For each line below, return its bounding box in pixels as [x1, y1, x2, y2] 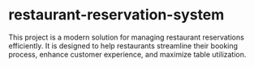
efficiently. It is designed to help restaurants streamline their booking [8, 40, 238, 50]
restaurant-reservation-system [8, 6, 225, 24]
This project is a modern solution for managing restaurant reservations [8, 32, 245, 42]
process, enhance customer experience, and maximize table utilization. [8, 49, 247, 59]
